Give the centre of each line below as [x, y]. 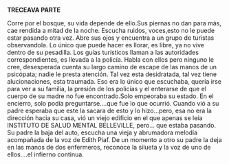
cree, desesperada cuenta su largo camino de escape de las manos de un [112, 67]
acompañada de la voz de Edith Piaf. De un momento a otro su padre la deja [115, 140]
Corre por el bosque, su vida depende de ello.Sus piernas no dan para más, [115, 23]
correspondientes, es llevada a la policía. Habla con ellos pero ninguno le [111, 60]
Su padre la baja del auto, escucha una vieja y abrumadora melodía [102, 132]
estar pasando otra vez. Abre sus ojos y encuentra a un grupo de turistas [111, 38]
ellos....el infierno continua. [45, 154]
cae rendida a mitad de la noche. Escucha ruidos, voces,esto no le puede [111, 31]
